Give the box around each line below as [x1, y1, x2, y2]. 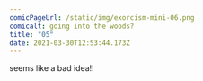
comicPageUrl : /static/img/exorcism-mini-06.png [9, 13, 195, 22]
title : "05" [9, 30, 54, 39]
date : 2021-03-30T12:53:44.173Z [9, 38, 130, 48]
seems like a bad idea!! [9, 63, 94, 74]
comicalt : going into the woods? [9, 22, 135, 31]
